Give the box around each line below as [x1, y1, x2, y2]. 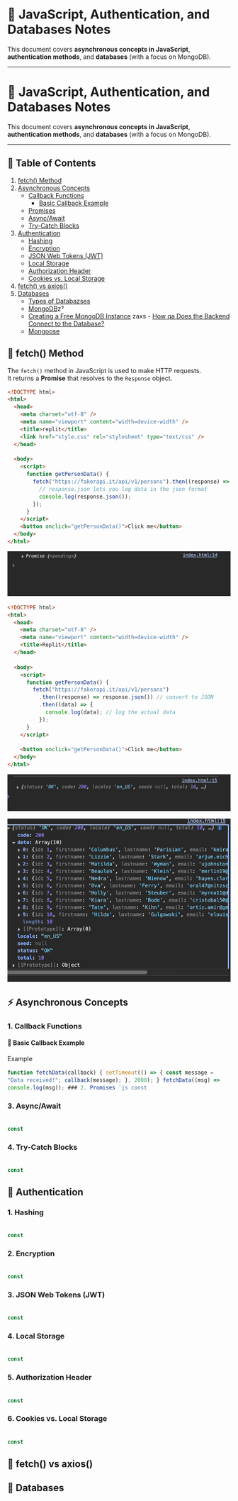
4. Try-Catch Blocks [7, 1142, 78, 1152]
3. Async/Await [7, 1101, 62, 1111]
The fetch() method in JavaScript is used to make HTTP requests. [7, 366, 202, 375]
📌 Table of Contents [7, 157, 96, 170]
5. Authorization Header [7, 1373, 92, 1383]
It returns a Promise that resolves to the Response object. [7, 374, 173, 382]
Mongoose [28, 326, 60, 336]
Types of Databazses [28, 297, 91, 305]
